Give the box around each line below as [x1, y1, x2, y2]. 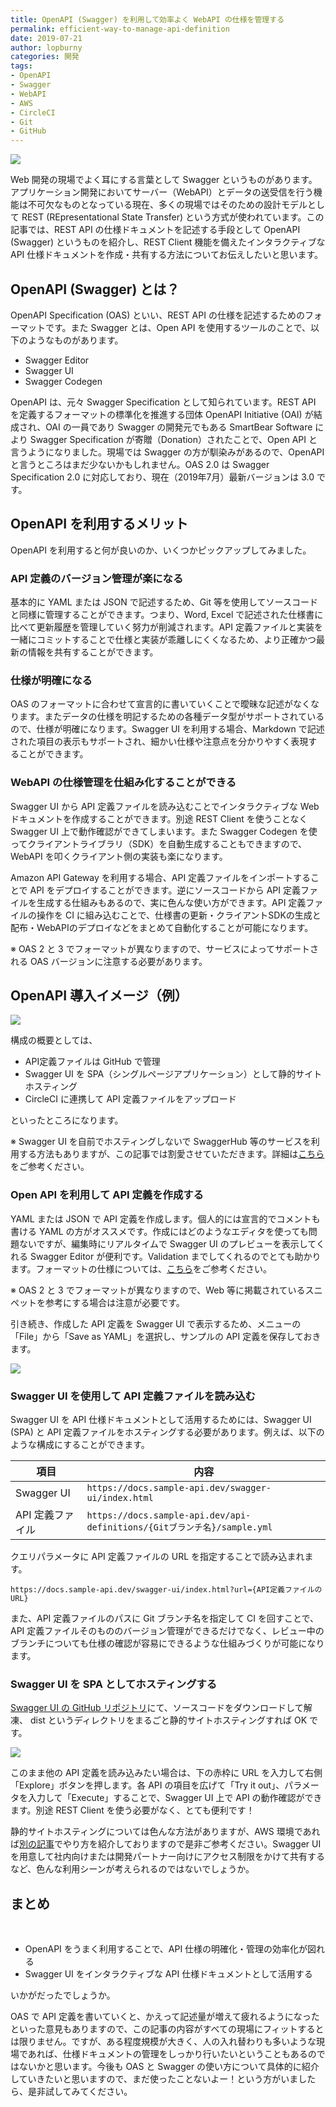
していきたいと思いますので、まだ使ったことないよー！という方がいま [10, 2073, 299, 2085]
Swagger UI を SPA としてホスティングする [10, 1677, 218, 1691]
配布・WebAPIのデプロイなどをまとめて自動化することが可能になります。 [10, 921, 314, 933]
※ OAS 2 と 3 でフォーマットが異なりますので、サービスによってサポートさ [10, 942, 320, 955]
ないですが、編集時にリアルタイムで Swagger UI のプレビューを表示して [18, 1237, 317, 1250]
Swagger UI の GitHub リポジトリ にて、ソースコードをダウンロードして [10, 1702, 304, 1714]
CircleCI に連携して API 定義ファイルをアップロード [24, 1093, 237, 1105]
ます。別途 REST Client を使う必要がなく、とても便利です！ [10, 1804, 255, 1816]
